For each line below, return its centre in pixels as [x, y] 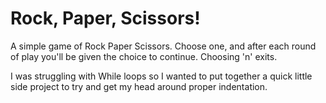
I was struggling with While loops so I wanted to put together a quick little [161, 76]
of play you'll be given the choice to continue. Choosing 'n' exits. [144, 56]
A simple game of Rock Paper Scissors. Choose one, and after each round [163, 46]
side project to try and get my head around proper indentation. [139, 86]
